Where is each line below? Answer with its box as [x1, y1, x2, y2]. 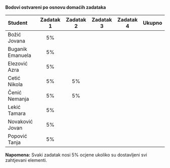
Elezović [8, 60, 28, 67]
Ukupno [143, 20, 162, 26]
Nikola [8, 81, 23, 88]
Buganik [8, 45, 27, 52]
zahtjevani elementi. [5, 157, 47, 163]
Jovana [8, 37, 25, 44]
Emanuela [8, 52, 31, 59]
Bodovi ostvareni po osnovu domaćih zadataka [5, 5, 106, 10]
